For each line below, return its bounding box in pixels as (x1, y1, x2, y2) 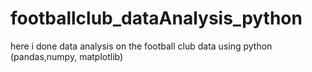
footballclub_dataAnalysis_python (10, 7, 303, 30)
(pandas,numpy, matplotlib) (10, 50, 124, 62)
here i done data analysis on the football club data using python (10, 40, 273, 52)
